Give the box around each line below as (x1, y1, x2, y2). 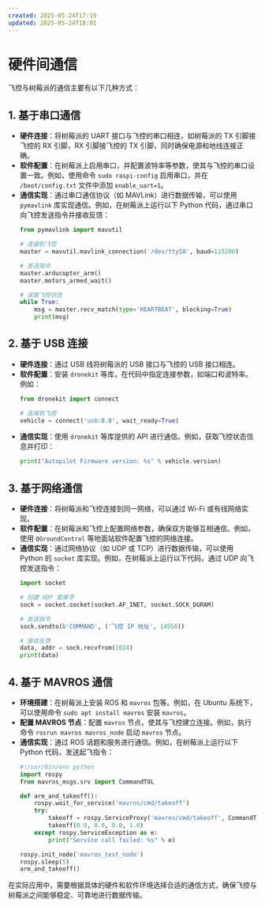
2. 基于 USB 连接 (8, 337, 88, 351)
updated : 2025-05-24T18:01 (8, 19, 97, 27)
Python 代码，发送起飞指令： (19, 747, 114, 757)
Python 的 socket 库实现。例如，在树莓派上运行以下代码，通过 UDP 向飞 (19, 553, 255, 563)
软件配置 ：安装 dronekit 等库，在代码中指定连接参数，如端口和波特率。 (19, 369, 252, 378)
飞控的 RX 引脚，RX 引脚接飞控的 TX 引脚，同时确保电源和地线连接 (19, 141, 237, 150)
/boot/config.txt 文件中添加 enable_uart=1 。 (19, 180, 168, 190)
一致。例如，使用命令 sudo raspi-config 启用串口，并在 (26, 171, 209, 180)
